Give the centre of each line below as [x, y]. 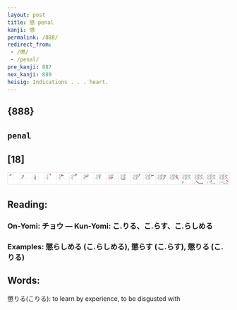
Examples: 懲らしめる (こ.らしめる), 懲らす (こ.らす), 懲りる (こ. [115, 246]
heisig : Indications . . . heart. [58, 82]
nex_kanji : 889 [30, 74]
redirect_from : [30, 45]
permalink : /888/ [33, 37]
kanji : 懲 [21, 30]
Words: [24, 281]
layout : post [26, 15]
